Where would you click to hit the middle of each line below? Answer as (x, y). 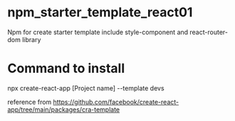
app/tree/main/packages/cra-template (64, 109)
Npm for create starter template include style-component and (98, 32)
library (32, 39)
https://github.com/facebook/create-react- (116, 102)
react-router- (209, 32)
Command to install (66, 69)
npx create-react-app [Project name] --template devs (86, 88)
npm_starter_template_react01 (100, 12)
